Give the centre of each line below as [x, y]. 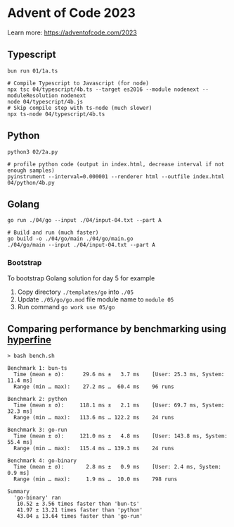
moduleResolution [33, 95]
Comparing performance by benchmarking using [117, 329]
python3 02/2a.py [33, 152]
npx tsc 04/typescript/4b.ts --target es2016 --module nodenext [103, 89]
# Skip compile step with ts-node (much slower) [80, 108]
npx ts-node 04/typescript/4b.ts [56, 114]
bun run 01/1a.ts [33, 71]
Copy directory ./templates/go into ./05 [76, 292]
